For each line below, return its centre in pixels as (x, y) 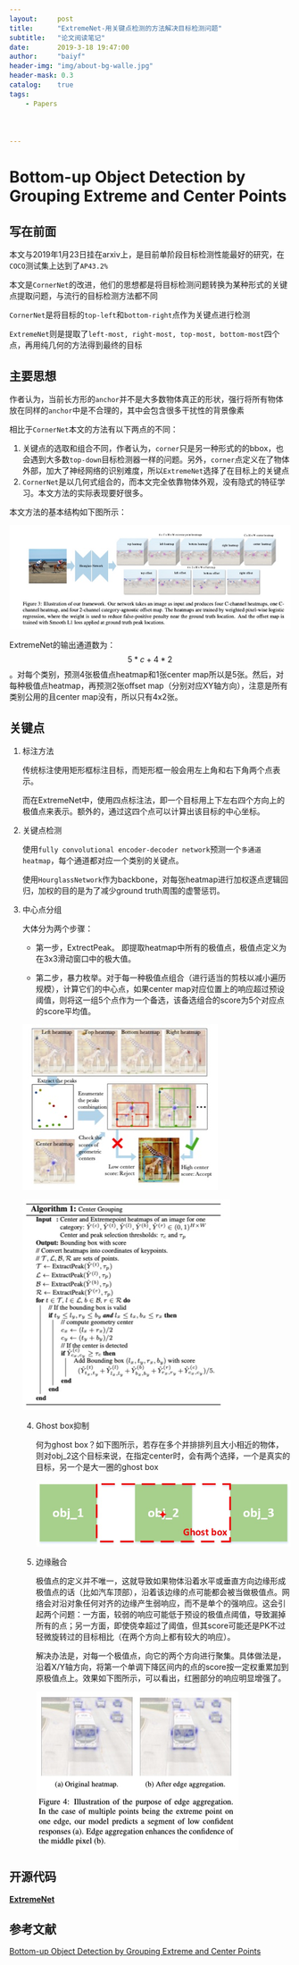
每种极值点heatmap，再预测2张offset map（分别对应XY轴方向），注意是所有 (149, 686)
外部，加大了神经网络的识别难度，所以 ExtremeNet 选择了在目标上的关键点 (156, 470)
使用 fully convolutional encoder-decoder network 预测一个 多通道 (141, 849)
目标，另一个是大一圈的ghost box (97, 1466)
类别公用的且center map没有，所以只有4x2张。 (96, 697)
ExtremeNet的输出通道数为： (62, 645)
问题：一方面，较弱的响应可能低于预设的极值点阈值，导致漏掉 (173, 1614)
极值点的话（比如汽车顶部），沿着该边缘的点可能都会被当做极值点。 (159, 1591)
